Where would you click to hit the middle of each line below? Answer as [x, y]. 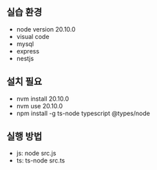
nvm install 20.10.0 [43, 99]
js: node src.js [36, 154]
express [28, 51]
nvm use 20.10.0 [40, 106]
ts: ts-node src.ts [41, 160]
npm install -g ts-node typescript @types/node [83, 113]
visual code [33, 36]
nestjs [25, 58]
